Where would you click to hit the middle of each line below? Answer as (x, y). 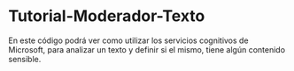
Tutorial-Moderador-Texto (107, 16)
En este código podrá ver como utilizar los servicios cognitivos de (128, 40)
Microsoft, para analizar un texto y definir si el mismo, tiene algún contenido (147, 49)
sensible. (25, 59)
